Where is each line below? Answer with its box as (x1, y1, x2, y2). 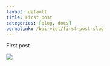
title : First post (6, 14, 53, 20)
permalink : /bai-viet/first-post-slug (6, 25, 104, 32)
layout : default (6, 8, 47, 15)
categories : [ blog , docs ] (6, 20, 71, 26)
